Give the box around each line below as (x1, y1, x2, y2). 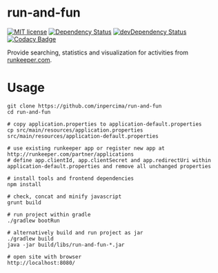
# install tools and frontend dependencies (7, 174, 135, 182)
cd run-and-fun (7, 108, 51, 115)
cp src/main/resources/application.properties (7, 126, 143, 134)
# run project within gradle (7, 211, 91, 218)
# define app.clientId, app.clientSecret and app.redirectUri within (7, 156, 212, 163)
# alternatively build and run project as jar (7, 229, 143, 236)
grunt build (7, 199, 41, 206)
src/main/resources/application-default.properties (7, 132, 159, 139)
